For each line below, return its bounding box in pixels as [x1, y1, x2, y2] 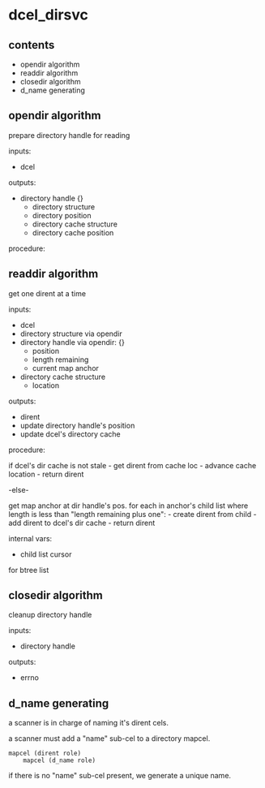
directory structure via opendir [19, 329, 123, 338]
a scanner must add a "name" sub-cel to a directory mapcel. [8, 734, 211, 743]
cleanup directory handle [8, 610, 92, 620]
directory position [32, 210, 92, 220]
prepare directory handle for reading [8, 130, 130, 140]
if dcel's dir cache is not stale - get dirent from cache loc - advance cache [8, 460, 257, 470]
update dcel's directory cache [19, 428, 121, 439]
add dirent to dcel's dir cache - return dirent [8, 518, 156, 527]
